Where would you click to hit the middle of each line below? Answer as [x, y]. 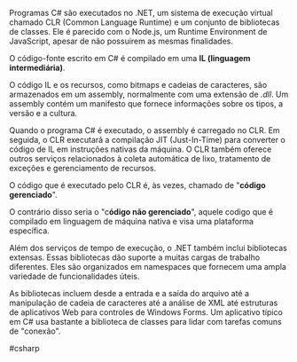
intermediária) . [37, 67]
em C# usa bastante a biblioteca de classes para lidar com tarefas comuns [145, 322]
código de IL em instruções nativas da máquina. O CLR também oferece [141, 149]
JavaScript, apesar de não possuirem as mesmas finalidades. [121, 41]
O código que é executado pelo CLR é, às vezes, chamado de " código [137, 185]
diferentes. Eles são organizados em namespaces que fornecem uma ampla [148, 267]
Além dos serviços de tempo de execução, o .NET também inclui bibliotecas [148, 248]
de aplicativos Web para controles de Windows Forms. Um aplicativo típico [146, 312]
